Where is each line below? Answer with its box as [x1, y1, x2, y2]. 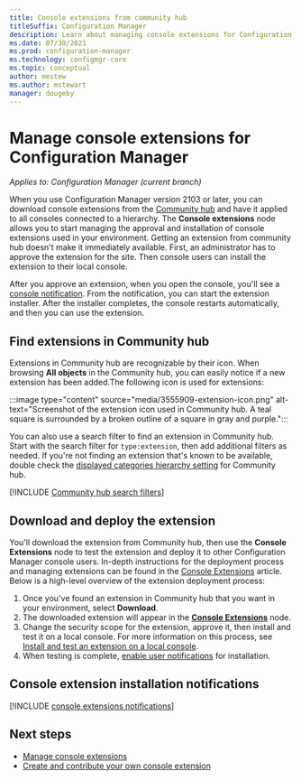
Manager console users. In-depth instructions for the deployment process [9, 556, 284, 567]
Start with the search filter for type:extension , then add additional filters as [9, 441, 287, 451]
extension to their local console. [9, 261, 128, 272]
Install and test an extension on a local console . [22, 641, 199, 652]
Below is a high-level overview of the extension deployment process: [9, 575, 266, 587]
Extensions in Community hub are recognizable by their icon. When [9, 357, 260, 368]
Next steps [9, 727, 72, 742]
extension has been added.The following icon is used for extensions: [9, 376, 264, 388]
